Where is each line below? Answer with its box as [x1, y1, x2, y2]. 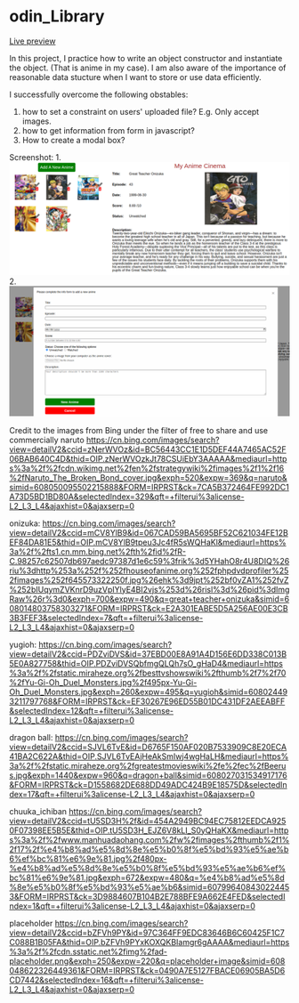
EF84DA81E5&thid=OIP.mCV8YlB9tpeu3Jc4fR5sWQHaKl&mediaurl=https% [9, 537, 287, 547]
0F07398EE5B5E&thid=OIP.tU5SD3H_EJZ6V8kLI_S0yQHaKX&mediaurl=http [9, 825, 289, 836]
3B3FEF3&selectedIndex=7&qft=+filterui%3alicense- [9, 612, 204, 623]
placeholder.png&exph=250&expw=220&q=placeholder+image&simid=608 [9, 955, 286, 967]
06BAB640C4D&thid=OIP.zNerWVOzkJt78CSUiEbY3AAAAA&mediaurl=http [9, 453, 287, 464]
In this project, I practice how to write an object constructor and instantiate [9, 53, 283, 63]
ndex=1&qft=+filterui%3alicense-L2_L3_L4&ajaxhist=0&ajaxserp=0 [9, 901, 256, 911]
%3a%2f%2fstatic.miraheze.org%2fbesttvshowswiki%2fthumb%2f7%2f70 [9, 667, 287, 678]
